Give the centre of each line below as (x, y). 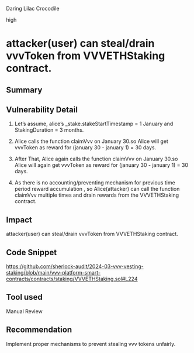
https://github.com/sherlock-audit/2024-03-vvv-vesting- (75, 266)
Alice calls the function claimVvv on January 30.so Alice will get (91, 141)
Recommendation (39, 330)
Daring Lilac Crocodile (33, 8)
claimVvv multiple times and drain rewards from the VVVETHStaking (97, 195)
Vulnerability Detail (42, 110)
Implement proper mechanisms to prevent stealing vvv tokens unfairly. (91, 344)
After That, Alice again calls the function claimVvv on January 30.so (96, 159)
